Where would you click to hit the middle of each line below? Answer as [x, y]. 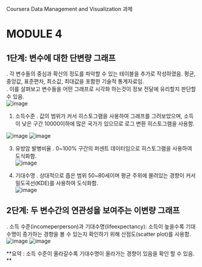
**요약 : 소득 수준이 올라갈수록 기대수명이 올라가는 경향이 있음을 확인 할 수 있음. [100, 253]
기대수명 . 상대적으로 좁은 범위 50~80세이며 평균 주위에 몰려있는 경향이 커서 [105, 175]
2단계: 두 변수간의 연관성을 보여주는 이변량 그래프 [93, 211]
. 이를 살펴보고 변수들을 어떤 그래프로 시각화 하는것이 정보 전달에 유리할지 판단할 [101, 89]
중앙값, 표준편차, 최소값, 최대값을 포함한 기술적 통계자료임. [75, 81]
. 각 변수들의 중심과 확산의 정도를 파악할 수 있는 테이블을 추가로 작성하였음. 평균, [101, 74]
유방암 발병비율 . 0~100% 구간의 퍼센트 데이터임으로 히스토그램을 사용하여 [104, 148]
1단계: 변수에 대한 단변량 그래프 [61, 58]
